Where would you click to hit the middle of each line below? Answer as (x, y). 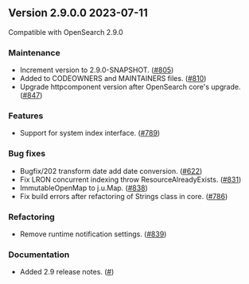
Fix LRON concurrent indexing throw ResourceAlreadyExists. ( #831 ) (130, 179)
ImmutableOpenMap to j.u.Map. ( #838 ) (84, 188)
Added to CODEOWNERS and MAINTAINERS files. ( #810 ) (113, 79)
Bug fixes (27, 154)
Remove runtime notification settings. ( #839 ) (93, 234)
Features (26, 116)
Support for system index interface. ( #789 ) (90, 133)
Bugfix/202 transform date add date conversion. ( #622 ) (111, 171)
